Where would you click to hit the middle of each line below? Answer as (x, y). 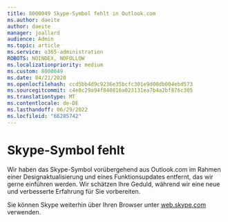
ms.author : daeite (34, 20)
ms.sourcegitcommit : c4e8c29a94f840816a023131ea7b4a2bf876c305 (100, 90)
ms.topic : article (34, 46)
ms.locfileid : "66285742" (44, 116)
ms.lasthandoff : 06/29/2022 (48, 110)
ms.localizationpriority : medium (55, 65)
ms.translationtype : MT (41, 97)
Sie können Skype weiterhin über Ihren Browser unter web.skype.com (107, 205)
